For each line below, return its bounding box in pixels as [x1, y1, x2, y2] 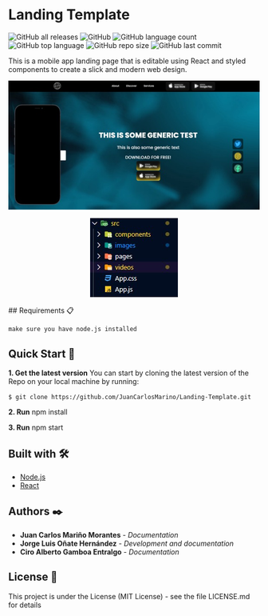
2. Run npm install [8, 407, 68, 417]
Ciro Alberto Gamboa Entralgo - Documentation [19, 546, 179, 557]
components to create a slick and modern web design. [8, 64, 187, 74]
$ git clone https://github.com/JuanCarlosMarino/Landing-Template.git [8, 394, 251, 402]
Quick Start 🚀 [8, 346, 76, 361]
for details [8, 600, 41, 610]
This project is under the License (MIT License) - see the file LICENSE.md [8, 591, 250, 601]
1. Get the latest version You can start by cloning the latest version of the [8, 368, 250, 378]
